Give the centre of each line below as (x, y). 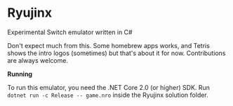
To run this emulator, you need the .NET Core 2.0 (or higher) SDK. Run (109, 87)
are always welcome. (38, 60)
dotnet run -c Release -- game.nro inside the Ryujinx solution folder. (108, 95)
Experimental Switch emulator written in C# (70, 32)
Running (20, 74)
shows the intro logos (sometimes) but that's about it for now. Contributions (116, 53)
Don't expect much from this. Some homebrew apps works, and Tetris (109, 45)
